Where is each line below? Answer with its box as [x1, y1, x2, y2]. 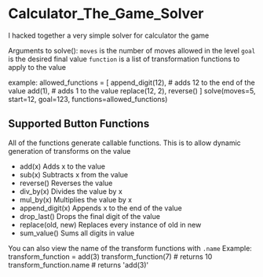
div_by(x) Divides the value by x [19, 186, 123, 196]
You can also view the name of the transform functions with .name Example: [8, 243, 253, 253]
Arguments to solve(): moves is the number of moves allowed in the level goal [8, 46, 256, 55]
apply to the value [8, 62, 67, 71]
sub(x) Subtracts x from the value [19, 169, 128, 179]
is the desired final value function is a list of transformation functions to [8, 54, 240, 64]
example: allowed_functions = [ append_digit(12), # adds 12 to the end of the [8, 78, 255, 87]
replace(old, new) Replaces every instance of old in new [19, 220, 202, 229]
